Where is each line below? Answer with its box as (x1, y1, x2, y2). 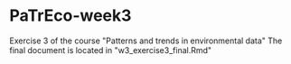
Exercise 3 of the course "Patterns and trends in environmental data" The (9, 35, 283, 46)
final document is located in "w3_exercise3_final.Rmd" (9, 44, 212, 55)
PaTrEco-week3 (9, 5, 132, 26)
